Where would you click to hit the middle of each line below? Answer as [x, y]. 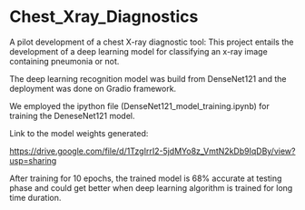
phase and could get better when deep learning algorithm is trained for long [151, 187]
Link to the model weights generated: [79, 133]
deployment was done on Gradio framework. [93, 88]
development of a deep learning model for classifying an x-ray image [138, 51]
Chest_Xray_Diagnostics [104, 17]
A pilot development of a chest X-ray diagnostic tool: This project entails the [152, 42]
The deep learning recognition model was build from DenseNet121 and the [148, 78]
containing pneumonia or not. [64, 61]
